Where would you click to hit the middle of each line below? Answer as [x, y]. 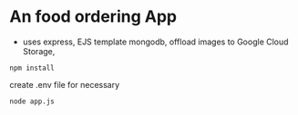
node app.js [32, 101]
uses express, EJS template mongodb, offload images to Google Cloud [155, 42]
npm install [32, 68]
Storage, [39, 51]
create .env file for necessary [65, 84]
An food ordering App [93, 17]
